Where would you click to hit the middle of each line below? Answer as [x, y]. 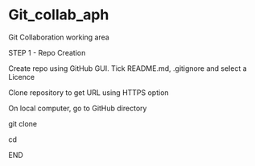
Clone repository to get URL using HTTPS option [88, 92]
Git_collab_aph [59, 15]
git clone [23, 123]
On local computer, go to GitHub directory [78, 108]
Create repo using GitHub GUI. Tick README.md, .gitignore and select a [127, 68]
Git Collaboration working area [59, 37]
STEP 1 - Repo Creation [47, 52]
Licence [21, 77]
